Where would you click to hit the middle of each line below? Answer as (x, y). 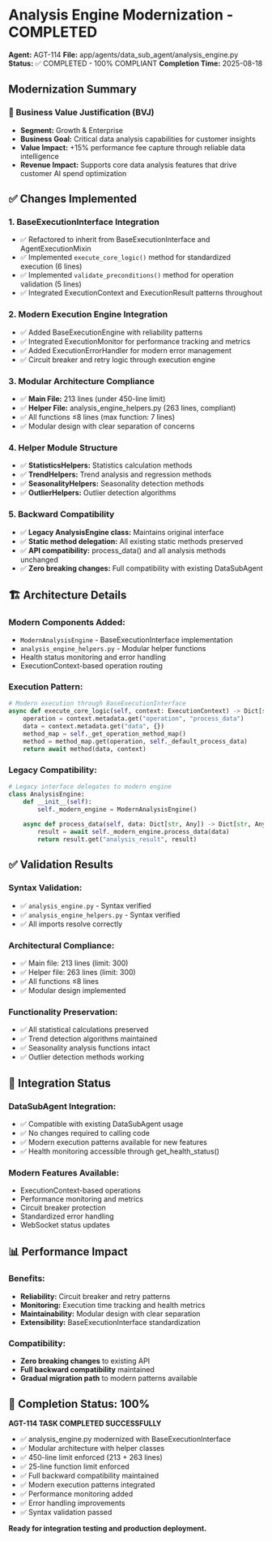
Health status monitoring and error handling (93, 657)
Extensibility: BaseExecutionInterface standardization (110, 1322)
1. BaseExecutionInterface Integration (84, 222)
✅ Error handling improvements (72, 1503)
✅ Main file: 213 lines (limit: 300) (74, 963)
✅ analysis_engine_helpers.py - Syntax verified (100, 914)
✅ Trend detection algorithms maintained (89, 1039)
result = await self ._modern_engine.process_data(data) (134, 832)
